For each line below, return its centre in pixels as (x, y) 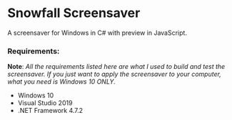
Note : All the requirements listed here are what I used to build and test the (116, 67)
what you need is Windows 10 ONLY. (61, 82)
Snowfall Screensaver (74, 13)
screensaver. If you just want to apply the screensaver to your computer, (114, 74)
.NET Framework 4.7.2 (50, 111)
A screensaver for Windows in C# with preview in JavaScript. (97, 33)
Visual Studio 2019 (45, 103)
